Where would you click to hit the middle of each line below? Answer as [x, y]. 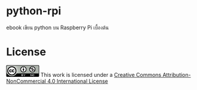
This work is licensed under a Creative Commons [101, 75]
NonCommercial [26, 81]
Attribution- [177, 75]
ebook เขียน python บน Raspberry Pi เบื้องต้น [58, 27]
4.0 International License [78, 81]
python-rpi [34, 11]
